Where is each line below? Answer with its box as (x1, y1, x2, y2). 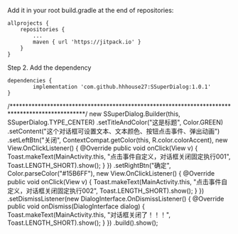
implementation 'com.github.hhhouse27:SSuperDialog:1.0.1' (33, 83, 212, 90)
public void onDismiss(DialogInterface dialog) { (7, 202, 146, 211)
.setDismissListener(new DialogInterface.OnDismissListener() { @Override (7, 195, 225, 203)
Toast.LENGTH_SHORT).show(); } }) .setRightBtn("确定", (7, 161, 171, 169)
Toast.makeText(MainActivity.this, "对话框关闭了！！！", (7, 211, 171, 219)
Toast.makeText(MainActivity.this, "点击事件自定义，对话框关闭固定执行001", (7, 152, 231, 161)
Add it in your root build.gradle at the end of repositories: (7, 6, 174, 14)
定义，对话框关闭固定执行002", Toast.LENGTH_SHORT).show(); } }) (7, 186, 205, 195)
